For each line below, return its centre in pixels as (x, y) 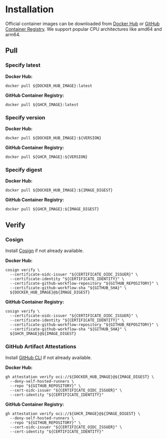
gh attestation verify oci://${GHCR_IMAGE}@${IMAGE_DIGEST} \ (73, 414)
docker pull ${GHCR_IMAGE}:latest (42, 104)
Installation (30, 9)
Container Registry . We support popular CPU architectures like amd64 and (84, 29)
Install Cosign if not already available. (45, 250)
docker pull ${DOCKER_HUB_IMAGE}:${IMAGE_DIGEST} (59, 191)
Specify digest (24, 170)
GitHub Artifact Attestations (41, 346)
